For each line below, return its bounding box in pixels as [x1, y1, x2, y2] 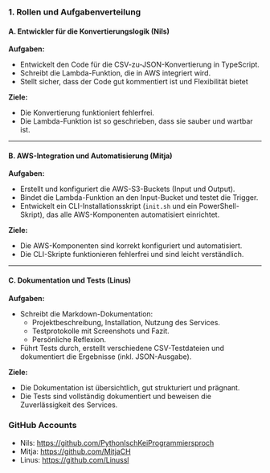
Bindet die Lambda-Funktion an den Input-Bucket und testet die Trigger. [19, 193, 259, 202]
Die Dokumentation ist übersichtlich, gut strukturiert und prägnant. [19, 382, 240, 392]
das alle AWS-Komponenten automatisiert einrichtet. [46, 210, 220, 219]
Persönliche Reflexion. [31, 334, 107, 344]
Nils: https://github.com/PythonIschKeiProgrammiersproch [19, 438, 215, 447]
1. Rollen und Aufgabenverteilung [8, 6, 141, 18]
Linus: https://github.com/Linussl [19, 455, 129, 464]
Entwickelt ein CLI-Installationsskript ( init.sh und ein [19, 202, 198, 211]
